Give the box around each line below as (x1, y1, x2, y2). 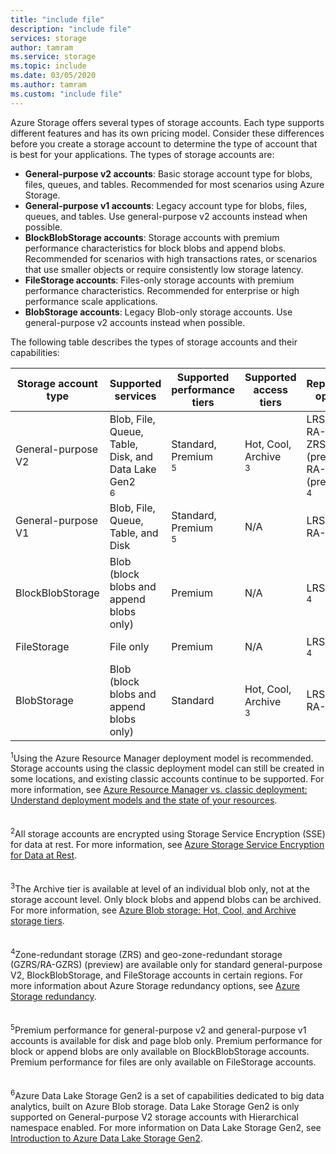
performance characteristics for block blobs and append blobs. (24, 242, 287, 254)
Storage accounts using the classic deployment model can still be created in (10, 762, 325, 775)
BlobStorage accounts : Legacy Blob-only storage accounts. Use (24, 306, 293, 318)
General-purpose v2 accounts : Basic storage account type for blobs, (24, 167, 313, 180)
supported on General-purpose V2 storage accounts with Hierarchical (10, 1111, 299, 1123)
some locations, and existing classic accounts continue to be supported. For (10, 773, 325, 785)
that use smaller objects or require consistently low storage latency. (24, 263, 304, 275)
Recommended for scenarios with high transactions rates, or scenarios (24, 252, 318, 265)
